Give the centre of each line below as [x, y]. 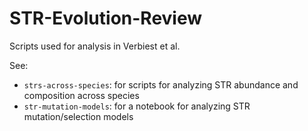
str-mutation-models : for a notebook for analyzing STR [137, 106]
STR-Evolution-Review [106, 18]
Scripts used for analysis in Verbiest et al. [95, 46]
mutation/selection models [78, 116]
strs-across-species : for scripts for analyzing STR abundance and [161, 84]
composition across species [81, 95]
